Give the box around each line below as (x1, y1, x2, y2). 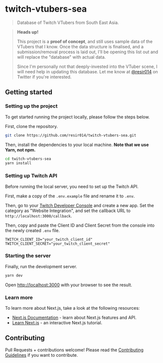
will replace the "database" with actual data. (17, 54, 106, 60)
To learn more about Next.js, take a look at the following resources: (5, 305, 140, 311)
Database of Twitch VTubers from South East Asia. (17, 20, 119, 25)
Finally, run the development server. (5, 263, 77, 269)
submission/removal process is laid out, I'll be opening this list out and (17, 49, 159, 55)
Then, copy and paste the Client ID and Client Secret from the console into (5, 222, 155, 228)
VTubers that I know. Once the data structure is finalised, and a (17, 43, 144, 49)
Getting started (5, 88, 53, 96)
